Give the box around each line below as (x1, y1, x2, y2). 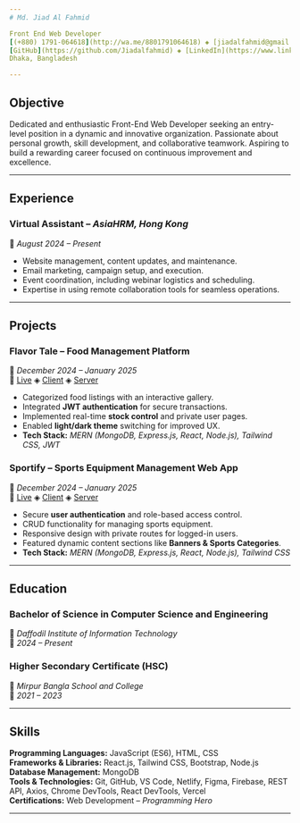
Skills (9, 724, 40, 739)
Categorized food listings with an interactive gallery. (21, 392, 214, 403)
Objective (9, 95, 65, 110)
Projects (9, 318, 57, 333)
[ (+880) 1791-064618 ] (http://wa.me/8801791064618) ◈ (9, 38, 210, 46)
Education (9, 582, 68, 596)
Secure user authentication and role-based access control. (21, 508, 243, 519)
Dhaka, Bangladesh (9, 55, 78, 63)
